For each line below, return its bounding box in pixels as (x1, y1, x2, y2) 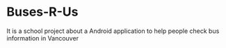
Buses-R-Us (6, 4, 79, 20)
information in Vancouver (6, 34, 79, 42)
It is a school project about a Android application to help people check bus (6, 27, 220, 35)
